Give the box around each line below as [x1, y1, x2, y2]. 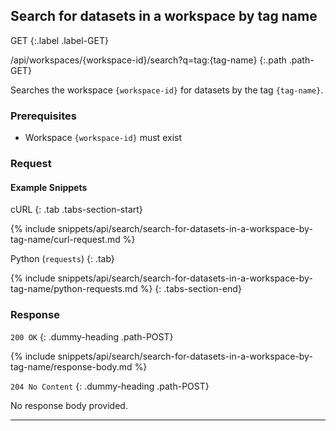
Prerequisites [10, 109, 77, 123]
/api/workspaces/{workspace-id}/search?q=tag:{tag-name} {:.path [10, 54, 287, 66]
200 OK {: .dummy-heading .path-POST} [10, 330, 174, 343]
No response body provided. [10, 399, 128, 411]
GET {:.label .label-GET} [10, 34, 109, 46]
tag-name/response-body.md [10, 360, 133, 373]
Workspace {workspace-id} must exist [24, 132, 182, 144]
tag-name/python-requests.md [10, 283, 138, 295]
